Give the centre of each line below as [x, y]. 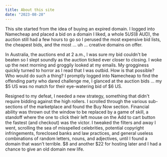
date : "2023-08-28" [25, 14]
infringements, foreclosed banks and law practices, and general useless [79, 133]
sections [14, 106]
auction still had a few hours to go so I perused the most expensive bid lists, [83, 39]
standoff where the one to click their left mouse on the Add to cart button [80, 117]
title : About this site [30, 10]
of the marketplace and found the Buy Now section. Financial [86, 106]
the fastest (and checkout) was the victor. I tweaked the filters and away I [81, 122]
